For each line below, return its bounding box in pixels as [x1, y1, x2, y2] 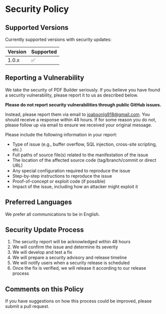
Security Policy [5, 3, 69, 15]
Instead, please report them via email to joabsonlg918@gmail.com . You [5, 111, 150, 117]
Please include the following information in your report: [5, 131, 117, 137]
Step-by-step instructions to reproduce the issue [12, 173, 112, 179]
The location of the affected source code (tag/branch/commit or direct [12, 157, 157, 163]
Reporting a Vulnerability [5, 74, 84, 82]
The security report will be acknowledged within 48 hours [12, 239, 131, 245]
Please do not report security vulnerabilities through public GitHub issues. [5, 102, 162, 107]
